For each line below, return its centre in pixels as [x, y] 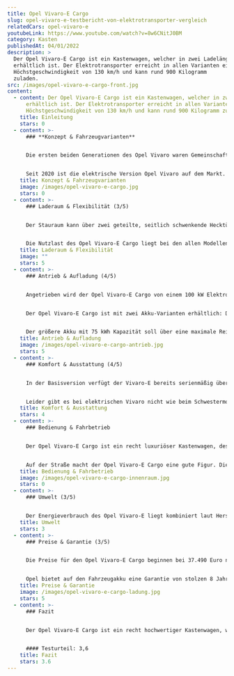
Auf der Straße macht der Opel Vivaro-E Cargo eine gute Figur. [121, 465]
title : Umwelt [40, 522]
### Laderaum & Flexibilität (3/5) [77, 206]
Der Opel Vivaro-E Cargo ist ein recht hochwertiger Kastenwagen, [124, 630]
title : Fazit [39, 655]
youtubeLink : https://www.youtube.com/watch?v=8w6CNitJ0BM [95, 33]
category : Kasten [32, 40]
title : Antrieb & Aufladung [60, 338]
